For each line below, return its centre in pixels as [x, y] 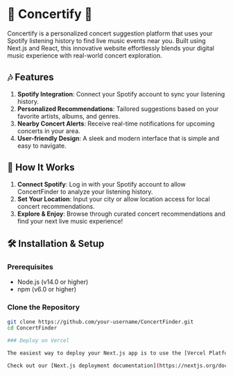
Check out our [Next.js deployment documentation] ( [83, 366]
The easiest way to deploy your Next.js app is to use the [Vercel [107, 353]
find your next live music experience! [70, 221]
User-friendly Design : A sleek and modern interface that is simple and [118, 138]
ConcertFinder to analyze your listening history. [85, 191]
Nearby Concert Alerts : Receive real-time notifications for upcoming [116, 123]
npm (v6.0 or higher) [47, 289]
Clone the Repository [44, 307]
